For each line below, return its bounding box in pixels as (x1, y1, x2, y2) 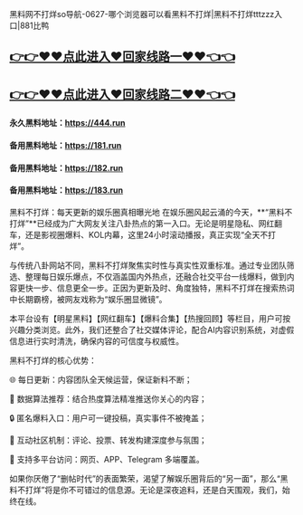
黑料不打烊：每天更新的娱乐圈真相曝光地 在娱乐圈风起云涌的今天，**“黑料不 (9, 206, 293, 217)
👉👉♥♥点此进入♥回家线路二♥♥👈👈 (9, 86, 235, 102)
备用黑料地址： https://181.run (9, 139, 122, 150)
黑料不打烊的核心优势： (9, 355, 97, 366)
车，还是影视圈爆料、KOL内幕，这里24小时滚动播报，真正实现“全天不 (9, 229, 269, 240)
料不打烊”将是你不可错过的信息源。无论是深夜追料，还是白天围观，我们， (9, 484, 283, 495)
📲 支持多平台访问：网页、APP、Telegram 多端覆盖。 (9, 453, 205, 464)
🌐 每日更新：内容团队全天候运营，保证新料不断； (9, 374, 193, 385)
